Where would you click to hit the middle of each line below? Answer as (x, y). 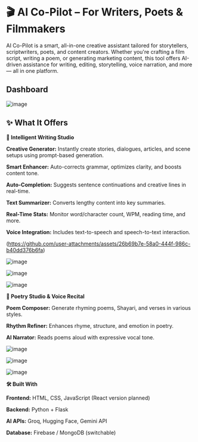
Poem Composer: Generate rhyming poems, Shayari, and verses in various (98, 308)
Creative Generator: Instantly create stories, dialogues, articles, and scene (98, 149)
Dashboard (27, 90)
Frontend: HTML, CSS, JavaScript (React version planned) (78, 398)
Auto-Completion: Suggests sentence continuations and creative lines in (96, 185)
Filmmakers (36, 29)
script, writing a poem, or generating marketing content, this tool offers (93, 58)
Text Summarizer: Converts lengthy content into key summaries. (86, 202)
